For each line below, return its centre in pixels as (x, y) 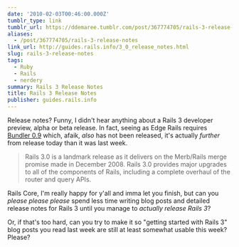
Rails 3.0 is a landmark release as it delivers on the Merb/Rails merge (126, 157)
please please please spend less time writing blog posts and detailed (108, 201)
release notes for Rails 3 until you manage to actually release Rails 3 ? (109, 208)
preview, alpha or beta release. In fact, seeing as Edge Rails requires (107, 128)
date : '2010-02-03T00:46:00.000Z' (59, 14)
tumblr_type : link (34, 21)
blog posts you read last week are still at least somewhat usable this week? (117, 230)
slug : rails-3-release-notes (51, 54)
